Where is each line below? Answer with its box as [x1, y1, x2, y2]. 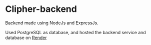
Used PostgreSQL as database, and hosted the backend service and [5, 29, 146, 35]
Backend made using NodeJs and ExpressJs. [5, 20, 98, 26]
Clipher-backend [5, 3, 77, 15]
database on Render [5, 35, 47, 41]
